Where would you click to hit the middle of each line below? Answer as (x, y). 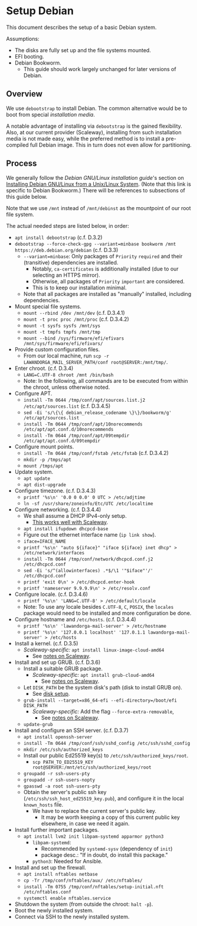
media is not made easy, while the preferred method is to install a (85, 138)
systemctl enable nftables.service (67, 898)
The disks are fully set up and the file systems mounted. (83, 50)
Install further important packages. (57, 830)
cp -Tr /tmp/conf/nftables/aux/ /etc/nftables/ (83, 880)
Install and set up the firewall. (50, 867)
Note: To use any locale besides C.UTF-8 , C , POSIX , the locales (98, 606)
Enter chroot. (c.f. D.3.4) (44, 368)
